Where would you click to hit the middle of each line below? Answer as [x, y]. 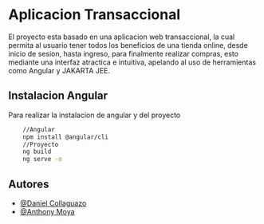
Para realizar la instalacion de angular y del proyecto [95, 115]
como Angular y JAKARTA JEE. [59, 70]
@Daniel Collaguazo [53, 203]
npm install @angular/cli [66, 137]
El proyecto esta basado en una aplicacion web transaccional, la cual [122, 37]
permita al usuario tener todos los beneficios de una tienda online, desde [128, 45]
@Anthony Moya [47, 211]
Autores [29, 184]
